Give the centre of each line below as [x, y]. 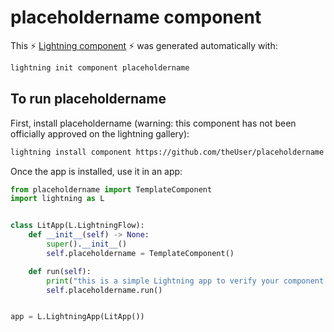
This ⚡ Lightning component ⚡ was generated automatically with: [144, 45]
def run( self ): [60, 271]
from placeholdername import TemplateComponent [111, 189]
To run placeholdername [88, 99]
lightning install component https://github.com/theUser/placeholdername [167, 152]
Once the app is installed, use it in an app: [96, 171]
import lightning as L [57, 199]
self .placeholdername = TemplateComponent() [140, 253]
